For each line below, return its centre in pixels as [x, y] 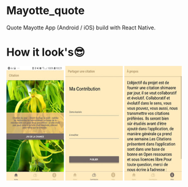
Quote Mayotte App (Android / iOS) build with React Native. [81, 28]
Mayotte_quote [46, 11]
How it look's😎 [46, 52]
